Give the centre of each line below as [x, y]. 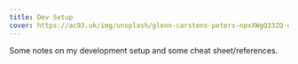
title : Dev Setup [41, 17]
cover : [21, 25]
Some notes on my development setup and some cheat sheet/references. [144, 50]
